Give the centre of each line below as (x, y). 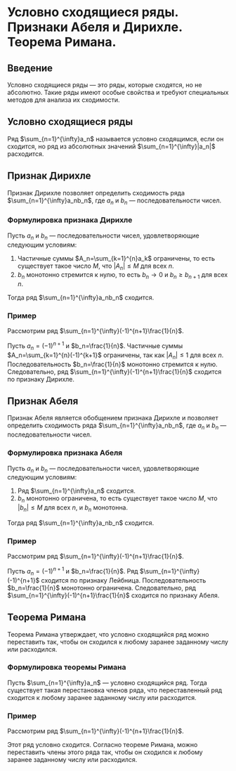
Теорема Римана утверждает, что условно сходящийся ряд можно (108, 634)
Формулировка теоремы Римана (67, 667)
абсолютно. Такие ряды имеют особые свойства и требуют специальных (118, 92)
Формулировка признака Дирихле (70, 220)
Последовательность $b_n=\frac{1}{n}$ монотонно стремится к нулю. (112, 364)
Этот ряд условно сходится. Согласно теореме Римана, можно (103, 745)
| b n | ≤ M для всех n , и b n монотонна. (73, 508)
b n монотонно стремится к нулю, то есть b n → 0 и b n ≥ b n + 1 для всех (123, 276)
